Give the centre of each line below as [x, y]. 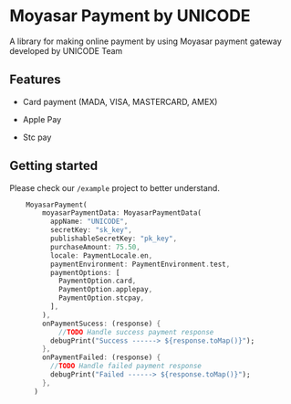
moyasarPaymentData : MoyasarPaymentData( [122, 213]
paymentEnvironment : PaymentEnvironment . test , [140, 264]
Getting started [54, 166]
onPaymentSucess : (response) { [102, 324]
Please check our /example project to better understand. [115, 187]
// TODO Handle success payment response [136, 332]
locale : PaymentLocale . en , [101, 255]
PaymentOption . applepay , [105, 290]
